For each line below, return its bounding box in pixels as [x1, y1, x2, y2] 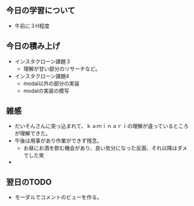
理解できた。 [19, 130, 51, 137]
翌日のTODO [6, 177, 52, 187]
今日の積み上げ [6, 41, 60, 51]
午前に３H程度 [14, 22, 50, 29]
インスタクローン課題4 [14, 72, 69, 79]
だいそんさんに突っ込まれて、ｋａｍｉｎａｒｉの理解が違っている [14, 123, 173, 130]
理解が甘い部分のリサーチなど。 [23, 65, 101, 72]
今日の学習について [6, 5, 76, 16]
